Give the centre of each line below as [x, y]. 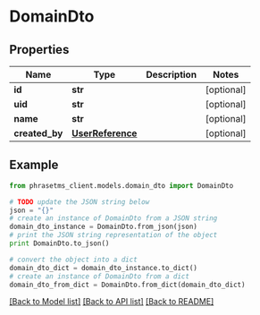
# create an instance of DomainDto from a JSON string [113, 218]
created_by [38, 133]
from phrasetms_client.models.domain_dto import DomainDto [122, 185]
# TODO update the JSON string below [80, 202]
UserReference [104, 133]
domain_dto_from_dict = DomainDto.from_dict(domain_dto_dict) [127, 285]
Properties [39, 50]
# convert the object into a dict [74, 260]
